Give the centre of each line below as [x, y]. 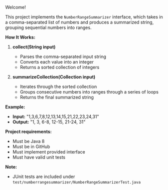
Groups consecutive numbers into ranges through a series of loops [89, 92]
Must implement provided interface [49, 152]
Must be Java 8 [29, 141]
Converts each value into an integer [57, 62]
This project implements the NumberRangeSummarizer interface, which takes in [84, 17]
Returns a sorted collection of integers [59, 67]
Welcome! [16, 7]
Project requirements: [28, 131]
